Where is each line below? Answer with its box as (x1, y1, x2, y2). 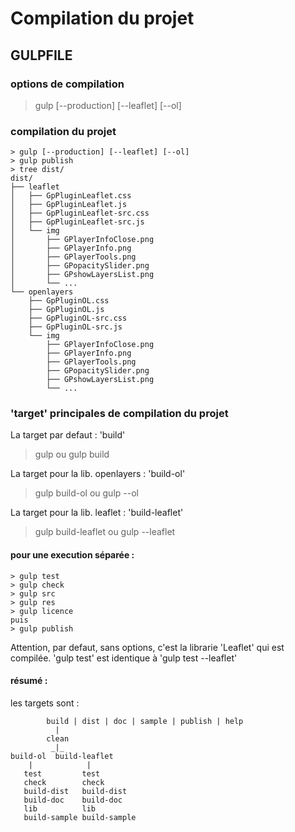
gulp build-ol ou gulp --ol (34, 487, 139, 499)
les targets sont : (10, 697, 80, 709)
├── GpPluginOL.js (28, 305, 105, 315)
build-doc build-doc (23, 795, 123, 805)
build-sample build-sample (23, 812, 137, 822)
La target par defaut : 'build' (10, 429, 126, 441)
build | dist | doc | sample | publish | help (46, 716, 244, 726)
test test (23, 768, 101, 779)
